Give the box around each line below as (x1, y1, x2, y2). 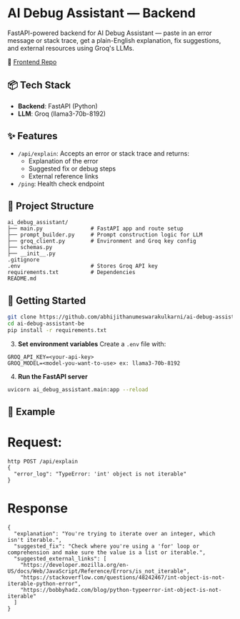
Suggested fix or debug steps (28, 164, 116, 173)
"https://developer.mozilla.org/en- (20, 561, 130, 568)
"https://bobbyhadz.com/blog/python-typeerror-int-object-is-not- (20, 586, 222, 593)
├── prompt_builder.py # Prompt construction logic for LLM (7, 231, 203, 238)
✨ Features (7, 130, 58, 142)
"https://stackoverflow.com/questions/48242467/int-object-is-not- (20, 573, 225, 581)
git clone (7, 313, 37, 321)
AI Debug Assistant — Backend (7, 5, 196, 21)
